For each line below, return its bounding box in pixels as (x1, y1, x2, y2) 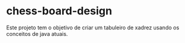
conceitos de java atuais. (6, 30, 68, 37)
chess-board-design (6, 4, 113, 18)
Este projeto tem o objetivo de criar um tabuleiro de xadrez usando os (6, 24, 180, 31)
